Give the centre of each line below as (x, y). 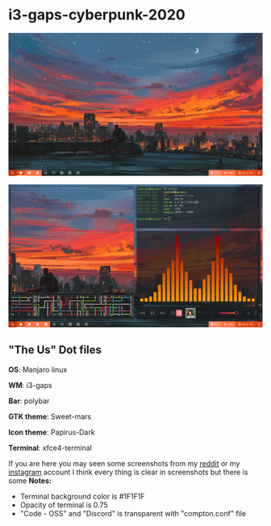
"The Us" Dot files (55, 350)
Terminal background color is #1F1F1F (82, 496)
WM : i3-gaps (30, 385)
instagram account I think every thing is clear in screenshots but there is (128, 472)
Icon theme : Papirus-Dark (52, 432)
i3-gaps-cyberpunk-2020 (97, 15)
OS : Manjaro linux (38, 369)
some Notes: (30, 480)
